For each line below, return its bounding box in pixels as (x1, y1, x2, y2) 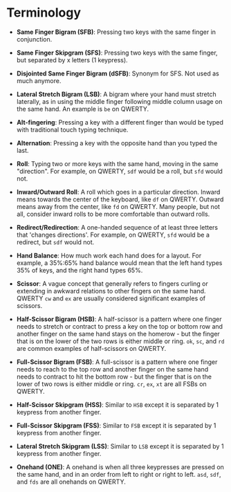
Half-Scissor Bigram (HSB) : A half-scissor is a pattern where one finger (16, 315, 222, 323)
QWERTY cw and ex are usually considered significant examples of (16, 294, 206, 302)
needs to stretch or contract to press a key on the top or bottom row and (16, 322, 223, 330)
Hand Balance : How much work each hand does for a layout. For (16, 251, 202, 259)
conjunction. (16, 35, 53, 43)
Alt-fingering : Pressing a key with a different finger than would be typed (16, 118, 224, 126)
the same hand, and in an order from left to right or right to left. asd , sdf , (16, 470, 221, 478)
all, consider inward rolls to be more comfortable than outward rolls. (16, 210, 210, 218)
